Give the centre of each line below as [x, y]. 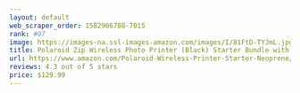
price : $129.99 [37, 75]
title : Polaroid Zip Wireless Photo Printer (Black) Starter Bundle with [150, 50]
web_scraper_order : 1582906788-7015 [77, 26]
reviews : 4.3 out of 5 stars [63, 67]
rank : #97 [28, 34]
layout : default [39, 17]
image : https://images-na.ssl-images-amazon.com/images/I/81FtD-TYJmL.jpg [151, 42]
